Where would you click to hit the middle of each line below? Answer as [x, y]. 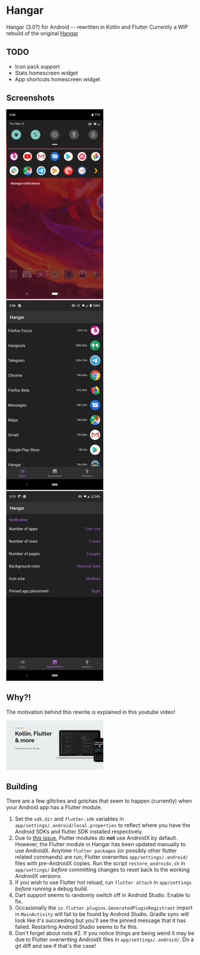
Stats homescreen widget [46, 73]
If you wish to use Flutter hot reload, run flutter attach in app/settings [103, 882]
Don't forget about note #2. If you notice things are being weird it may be [104, 933]
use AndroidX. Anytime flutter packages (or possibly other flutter [96, 850]
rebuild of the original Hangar [42, 33]
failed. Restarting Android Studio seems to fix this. [76, 926]
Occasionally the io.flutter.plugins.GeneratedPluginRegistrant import [104, 907]
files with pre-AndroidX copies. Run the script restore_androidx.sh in [100, 863]
